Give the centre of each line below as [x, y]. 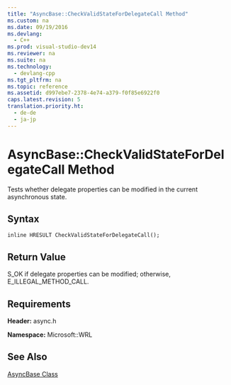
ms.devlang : [25, 34]
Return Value [36, 257]
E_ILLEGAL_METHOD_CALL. [48, 281]
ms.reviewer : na [31, 54]
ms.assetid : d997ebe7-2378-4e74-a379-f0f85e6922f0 [84, 93]
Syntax [23, 219]
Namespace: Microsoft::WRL [50, 335]
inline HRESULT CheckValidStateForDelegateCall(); [84, 235]
